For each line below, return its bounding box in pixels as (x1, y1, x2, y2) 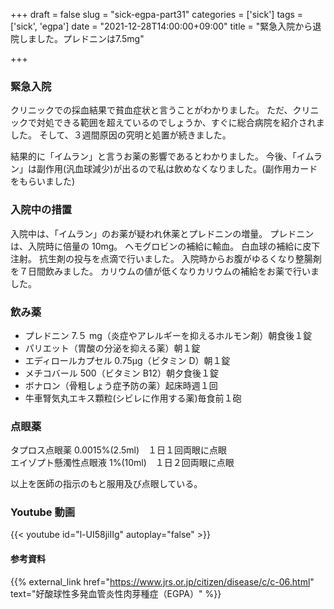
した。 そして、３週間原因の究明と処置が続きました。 (10, 129, 232, 141)
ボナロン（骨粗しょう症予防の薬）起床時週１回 (24, 379, 218, 391)
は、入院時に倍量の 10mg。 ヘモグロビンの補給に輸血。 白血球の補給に (10, 240, 303, 252)
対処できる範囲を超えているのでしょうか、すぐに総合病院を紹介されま (36, 117, 325, 129)
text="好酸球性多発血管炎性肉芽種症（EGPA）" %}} (10, 587, 222, 599)
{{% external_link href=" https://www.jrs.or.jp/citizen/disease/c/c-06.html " (10, 575, 315, 588)
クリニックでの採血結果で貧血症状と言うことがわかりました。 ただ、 (10, 104, 293, 116)
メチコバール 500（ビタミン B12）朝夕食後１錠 (24, 367, 220, 379)
